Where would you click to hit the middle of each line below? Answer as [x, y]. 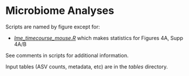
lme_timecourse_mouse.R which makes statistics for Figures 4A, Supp [99, 38]
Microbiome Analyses [60, 11]
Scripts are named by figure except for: [53, 27]
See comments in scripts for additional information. [67, 55]
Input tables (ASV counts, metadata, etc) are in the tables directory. [87, 66]
